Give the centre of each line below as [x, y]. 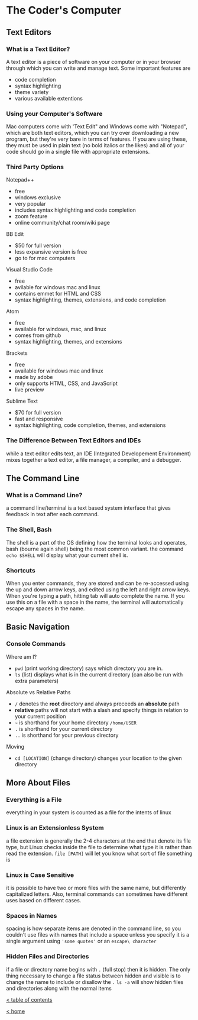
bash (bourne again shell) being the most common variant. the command [95, 549]
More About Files [38, 783]
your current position [40, 716]
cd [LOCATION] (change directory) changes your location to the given [98, 758]
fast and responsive [39, 419]
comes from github [38, 335]
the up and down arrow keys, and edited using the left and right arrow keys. [98, 590]
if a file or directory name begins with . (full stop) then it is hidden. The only [98, 969]
